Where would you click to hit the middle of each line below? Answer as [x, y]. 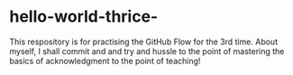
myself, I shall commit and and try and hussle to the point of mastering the [147, 51]
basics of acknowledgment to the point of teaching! [105, 61]
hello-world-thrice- [84, 17]
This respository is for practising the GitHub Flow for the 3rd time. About [143, 42]
